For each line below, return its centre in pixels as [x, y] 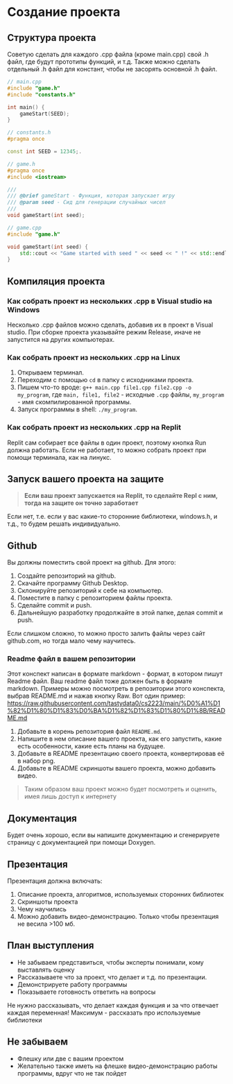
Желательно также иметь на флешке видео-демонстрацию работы [117, 1066]
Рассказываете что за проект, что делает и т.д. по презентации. [112, 977]
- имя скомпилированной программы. [74, 402]
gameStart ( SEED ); [45, 114]
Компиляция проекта [56, 281]
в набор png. [36, 761]
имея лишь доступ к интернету [70, 797]
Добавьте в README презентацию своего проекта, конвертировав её [121, 754]
